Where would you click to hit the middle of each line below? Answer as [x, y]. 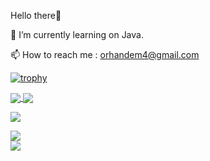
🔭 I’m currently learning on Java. [77, 34]
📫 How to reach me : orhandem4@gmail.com [105, 54]
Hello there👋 [36, 15]
